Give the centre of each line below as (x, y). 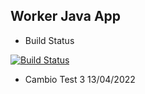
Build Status (49, 40)
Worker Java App (66, 16)
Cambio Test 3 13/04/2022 (80, 79)
